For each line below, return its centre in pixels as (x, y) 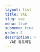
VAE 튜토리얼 (20, 42)
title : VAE (16, 14)
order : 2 (14, 33)
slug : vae (15, 19)
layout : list (18, 10)
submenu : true (20, 28)
